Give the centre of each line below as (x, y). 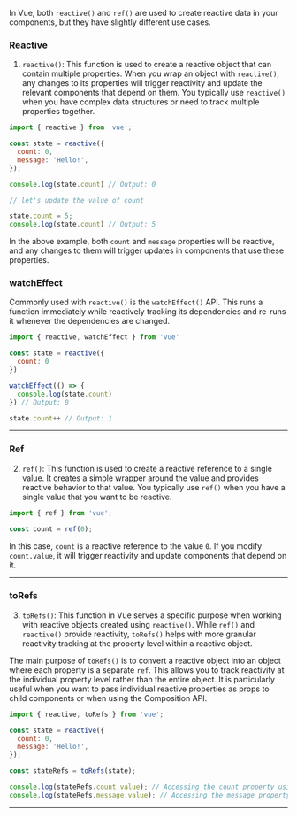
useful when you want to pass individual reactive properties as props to (139, 689)
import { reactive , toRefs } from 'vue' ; (87, 714)
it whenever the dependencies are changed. (90, 321)
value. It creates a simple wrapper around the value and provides (140, 478)
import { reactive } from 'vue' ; (71, 127)
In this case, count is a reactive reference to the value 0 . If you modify (136, 546)
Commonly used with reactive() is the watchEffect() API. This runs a (136, 302)
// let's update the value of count (76, 200)
